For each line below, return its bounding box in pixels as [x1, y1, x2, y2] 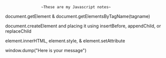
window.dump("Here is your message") [5, 48, 87, 53]
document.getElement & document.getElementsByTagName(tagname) [5, 13, 150, 19]
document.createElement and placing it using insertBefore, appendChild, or [5, 23, 161, 29]
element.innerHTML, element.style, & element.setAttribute [5, 38, 125, 44]
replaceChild [5, 28, 32, 34]
